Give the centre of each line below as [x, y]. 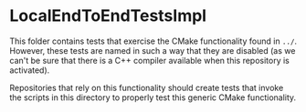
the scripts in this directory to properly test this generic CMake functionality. [153, 97]
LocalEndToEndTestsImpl [108, 16]
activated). [30, 70]
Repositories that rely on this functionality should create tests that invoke [147, 87]
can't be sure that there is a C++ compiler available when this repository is [150, 60]
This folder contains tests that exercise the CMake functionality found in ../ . [153, 41]
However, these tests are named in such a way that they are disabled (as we [153, 50]
